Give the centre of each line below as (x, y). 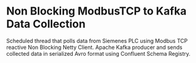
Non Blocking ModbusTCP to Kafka (96, 11)
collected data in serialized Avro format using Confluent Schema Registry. (99, 53)
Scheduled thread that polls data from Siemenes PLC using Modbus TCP (97, 41)
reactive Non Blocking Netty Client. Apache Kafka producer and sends (94, 47)
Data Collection (46, 24)
